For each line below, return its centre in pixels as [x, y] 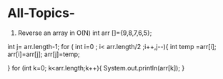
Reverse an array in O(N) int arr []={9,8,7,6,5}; [85, 33]
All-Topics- [41, 13]
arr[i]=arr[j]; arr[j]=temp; [44, 54]
